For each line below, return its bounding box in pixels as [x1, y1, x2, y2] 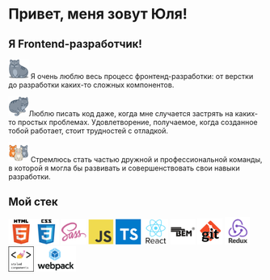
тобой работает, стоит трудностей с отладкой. [8, 126, 168, 136]
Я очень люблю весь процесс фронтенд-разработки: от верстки [30, 72, 254, 81]
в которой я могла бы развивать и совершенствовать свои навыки [8, 163, 240, 173]
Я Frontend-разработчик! [8, 37, 143, 51]
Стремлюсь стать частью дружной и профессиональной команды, [30, 155, 263, 164]
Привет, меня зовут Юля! [8, 5, 188, 23]
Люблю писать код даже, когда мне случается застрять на [28, 109, 234, 118]
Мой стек [8, 195, 58, 209]
